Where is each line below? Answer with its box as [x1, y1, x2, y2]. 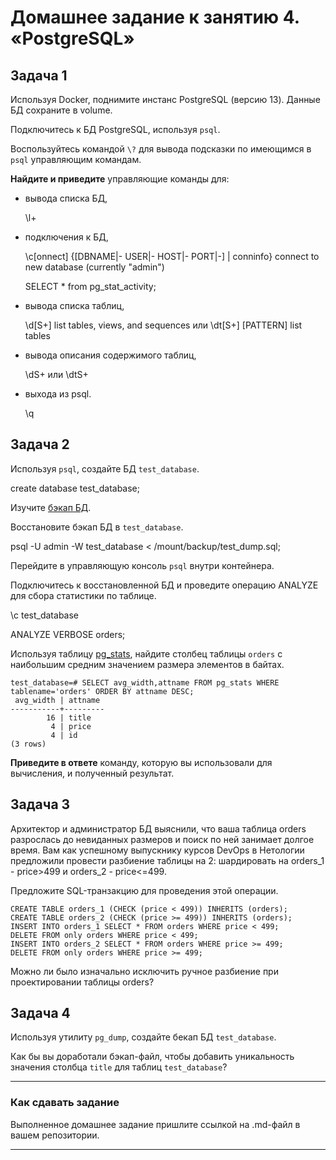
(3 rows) [10, 739, 47, 749]
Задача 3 [10, 796, 71, 813]
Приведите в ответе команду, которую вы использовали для [10, 756, 273, 768]
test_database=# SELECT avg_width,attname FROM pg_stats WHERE [10, 677, 280, 688]
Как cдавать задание [10, 1096, 120, 1110]
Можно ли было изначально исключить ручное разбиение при [10, 965, 279, 977]
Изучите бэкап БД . [10, 501, 92, 513]
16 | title [46, 712, 92, 723]
